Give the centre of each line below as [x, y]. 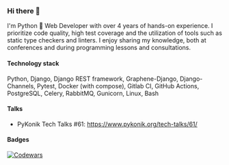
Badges [18, 140]
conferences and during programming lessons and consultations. [99, 48]
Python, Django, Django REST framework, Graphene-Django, [93, 79]
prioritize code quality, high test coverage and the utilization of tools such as [114, 33]
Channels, [21, 86]
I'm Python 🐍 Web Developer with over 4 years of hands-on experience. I [110, 26]
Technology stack [33, 63]
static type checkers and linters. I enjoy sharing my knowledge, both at [107, 40]
